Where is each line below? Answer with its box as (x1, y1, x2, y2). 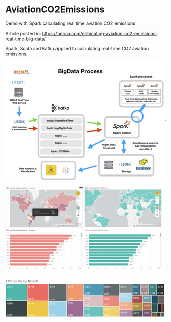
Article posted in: (5, 30, 41, 36)
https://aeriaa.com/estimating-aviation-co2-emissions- (42, 30, 158, 36)
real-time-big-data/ (5, 36, 46, 42)
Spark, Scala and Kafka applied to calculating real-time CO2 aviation (5, 45, 149, 51)
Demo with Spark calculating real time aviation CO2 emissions (5, 20, 136, 26)
